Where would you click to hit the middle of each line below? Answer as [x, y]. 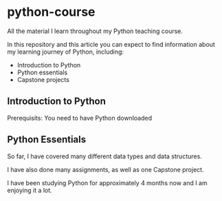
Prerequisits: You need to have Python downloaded [80, 118]
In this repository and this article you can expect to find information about [111, 44]
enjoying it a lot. [30, 190]
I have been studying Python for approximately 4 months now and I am [107, 182]
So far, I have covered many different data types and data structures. [105, 156]
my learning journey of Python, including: [66, 52]
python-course [51, 12]
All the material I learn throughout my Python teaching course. [95, 31]
